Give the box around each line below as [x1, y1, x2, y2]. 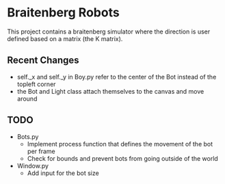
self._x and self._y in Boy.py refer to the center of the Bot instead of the [16, 73, 217, 81]
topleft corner [16, 80, 56, 88]
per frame [27, 147, 56, 155]
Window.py [16, 161, 49, 170]
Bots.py [16, 132, 39, 141]
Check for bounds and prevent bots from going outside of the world [27, 154, 219, 162]
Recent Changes [7, 55, 80, 66]
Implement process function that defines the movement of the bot [27, 140, 213, 148]
